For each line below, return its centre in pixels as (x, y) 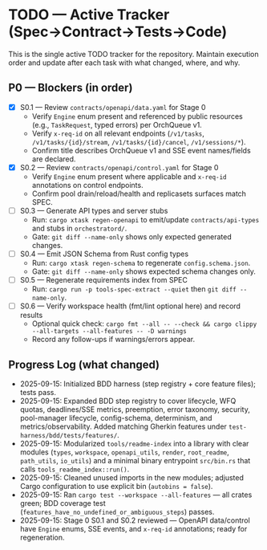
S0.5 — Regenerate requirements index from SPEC (104, 280)
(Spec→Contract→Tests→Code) (117, 32)
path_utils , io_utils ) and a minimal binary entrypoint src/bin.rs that (135, 460)
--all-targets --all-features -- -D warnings (109, 332)
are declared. (54, 159)
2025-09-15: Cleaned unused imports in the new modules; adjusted (132, 477)
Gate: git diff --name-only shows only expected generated (131, 236)
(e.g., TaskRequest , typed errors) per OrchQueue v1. (117, 124)
